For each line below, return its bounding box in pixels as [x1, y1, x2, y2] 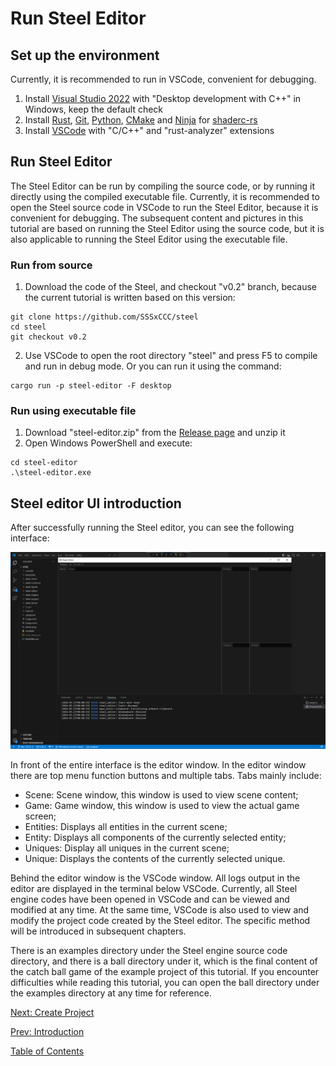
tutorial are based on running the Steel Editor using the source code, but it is [10, 222, 325, 234]
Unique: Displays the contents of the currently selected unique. [24, 853, 286, 865]
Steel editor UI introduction [10, 495, 182, 512]
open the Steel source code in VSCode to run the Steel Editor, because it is [10, 201, 319, 213]
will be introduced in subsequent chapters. [10, 925, 187, 937]
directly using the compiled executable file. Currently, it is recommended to [10, 190, 320, 202]
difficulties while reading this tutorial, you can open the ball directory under [10, 977, 320, 989]
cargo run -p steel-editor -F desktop [10, 381, 172, 391]
